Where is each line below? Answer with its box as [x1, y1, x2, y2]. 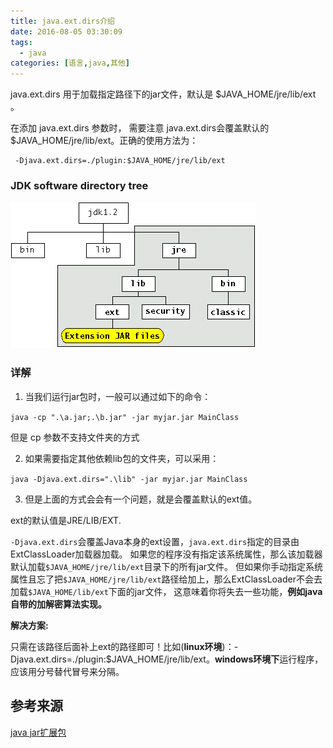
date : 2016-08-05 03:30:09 [10, 26, 123, 37]
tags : [10, 37, 33, 47]
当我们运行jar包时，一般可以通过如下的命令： [24, 390, 212, 402]
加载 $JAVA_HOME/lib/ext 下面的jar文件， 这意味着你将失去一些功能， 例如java [10, 585, 323, 597]
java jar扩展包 [10, 726, 67, 738]
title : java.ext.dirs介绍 [10, 16, 115, 26]
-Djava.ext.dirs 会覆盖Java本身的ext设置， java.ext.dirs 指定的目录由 [10, 535, 300, 547]
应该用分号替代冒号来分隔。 [10, 665, 125, 677]
